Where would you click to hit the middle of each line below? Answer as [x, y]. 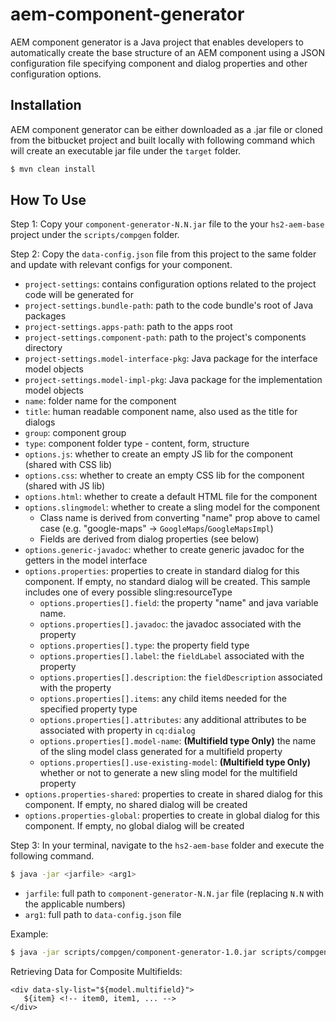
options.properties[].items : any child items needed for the [163, 699]
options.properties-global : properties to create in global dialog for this [172, 815]
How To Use [48, 200]
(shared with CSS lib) [68, 465]
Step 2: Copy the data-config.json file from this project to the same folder [163, 254]
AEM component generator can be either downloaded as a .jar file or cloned [166, 129]
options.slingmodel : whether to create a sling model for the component [172, 507]
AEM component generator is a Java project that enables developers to [157, 42]
